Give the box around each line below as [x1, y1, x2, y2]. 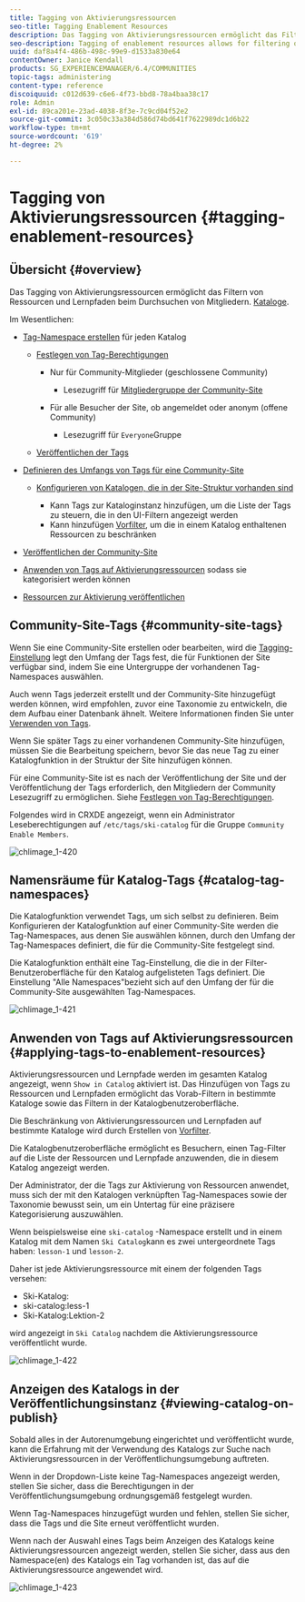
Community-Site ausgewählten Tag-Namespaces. [9, 987, 196, 998]
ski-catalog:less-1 [22, 1301, 90, 1312]
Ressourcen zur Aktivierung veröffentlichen [22, 591, 186, 602]
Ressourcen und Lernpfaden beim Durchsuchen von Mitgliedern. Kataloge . [9, 296, 290, 307]
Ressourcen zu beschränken [49, 529, 157, 540]
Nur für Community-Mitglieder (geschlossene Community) [49, 366, 269, 378]
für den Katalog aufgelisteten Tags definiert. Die [85, 967, 266, 978]
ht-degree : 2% [9, 140, 64, 149]
